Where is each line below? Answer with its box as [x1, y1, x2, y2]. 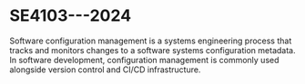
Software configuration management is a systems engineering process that [9, 35, 292, 46]
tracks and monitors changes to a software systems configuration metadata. [9, 44, 296, 55]
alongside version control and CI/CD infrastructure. [9, 64, 201, 75]
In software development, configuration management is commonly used [9, 54, 280, 65]
